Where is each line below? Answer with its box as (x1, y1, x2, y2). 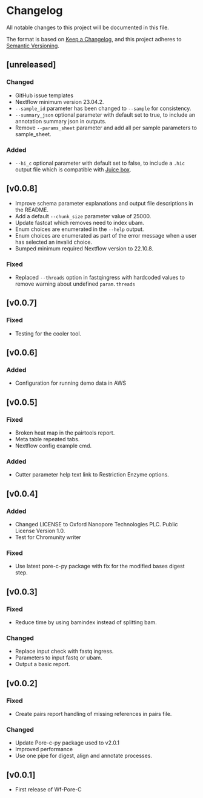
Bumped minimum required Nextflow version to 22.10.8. (15, 244, 153, 252)
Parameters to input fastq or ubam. (15, 654, 103, 661)
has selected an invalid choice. (15, 238, 93, 246)
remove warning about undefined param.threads (15, 280, 135, 287)
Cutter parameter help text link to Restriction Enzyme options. (15, 471, 170, 478)
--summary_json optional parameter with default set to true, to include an (15, 111, 196, 119)
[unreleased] (6, 60, 56, 70)
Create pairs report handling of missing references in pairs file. (15, 710, 172, 718)
